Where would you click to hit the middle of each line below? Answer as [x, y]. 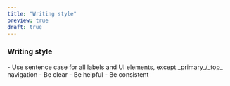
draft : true [25, 27]
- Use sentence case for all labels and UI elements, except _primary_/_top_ [115, 67]
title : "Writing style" [42, 14]
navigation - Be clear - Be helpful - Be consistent [78, 74]
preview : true [28, 20]
